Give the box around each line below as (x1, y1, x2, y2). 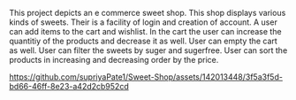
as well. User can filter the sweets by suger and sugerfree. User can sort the (9, 45, 288, 56)
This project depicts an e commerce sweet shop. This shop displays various (9, 8, 286, 18)
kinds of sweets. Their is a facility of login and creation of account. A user (9, 17, 278, 27)
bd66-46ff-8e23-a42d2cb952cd (9, 81, 130, 91)
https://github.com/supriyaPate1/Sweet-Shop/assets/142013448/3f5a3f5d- (9, 72, 283, 82)
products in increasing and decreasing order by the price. (9, 55, 219, 65)
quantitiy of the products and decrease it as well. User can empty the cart (9, 35, 278, 46)
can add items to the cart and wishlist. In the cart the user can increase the (9, 27, 282, 36)
